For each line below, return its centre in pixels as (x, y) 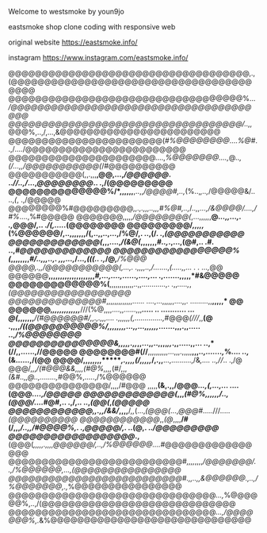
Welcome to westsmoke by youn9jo (66, 12)
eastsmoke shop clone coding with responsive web (92, 27)
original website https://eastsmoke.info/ (73, 42)
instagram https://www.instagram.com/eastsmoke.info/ (98, 58)
